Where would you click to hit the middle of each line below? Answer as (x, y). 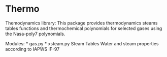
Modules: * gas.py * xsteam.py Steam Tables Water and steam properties (82, 43)
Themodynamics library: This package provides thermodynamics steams (81, 23)
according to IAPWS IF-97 (32, 49)
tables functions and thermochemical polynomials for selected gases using (84, 28)
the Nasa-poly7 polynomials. (35, 34)
